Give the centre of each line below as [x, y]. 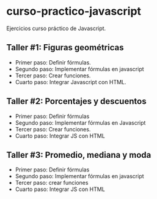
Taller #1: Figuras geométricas [65, 48]
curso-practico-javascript [74, 11]
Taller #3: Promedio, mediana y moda [79, 155]
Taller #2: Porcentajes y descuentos [76, 102]
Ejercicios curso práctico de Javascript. [56, 28]
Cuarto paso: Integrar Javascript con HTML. [71, 82]
